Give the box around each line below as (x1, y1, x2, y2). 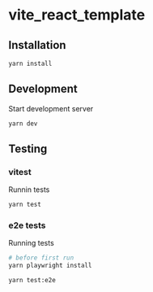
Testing (8, 142, 48, 155)
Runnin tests (8, 185, 50, 194)
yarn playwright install (8, 262, 92, 270)
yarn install (8, 59, 53, 68)
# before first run (8, 254, 74, 262)
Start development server (8, 103, 94, 113)
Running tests (8, 238, 54, 248)
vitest (8, 166, 32, 177)
